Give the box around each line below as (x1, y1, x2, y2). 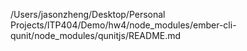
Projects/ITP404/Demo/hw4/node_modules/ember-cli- (10, 19, 237, 31)
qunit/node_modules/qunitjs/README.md (10, 30, 182, 41)
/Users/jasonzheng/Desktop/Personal (10, 9, 166, 20)
